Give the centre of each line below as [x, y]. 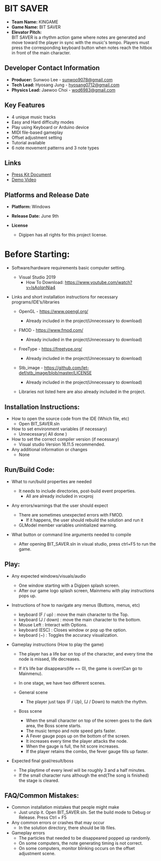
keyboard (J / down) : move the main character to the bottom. [80, 619]
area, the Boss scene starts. [54, 725]
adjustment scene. [37, 854]
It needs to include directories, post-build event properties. [77, 491]
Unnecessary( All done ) [43, 434]
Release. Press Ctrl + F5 [43, 817]
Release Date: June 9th [35, 216]
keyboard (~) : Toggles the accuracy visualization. [68, 635]
